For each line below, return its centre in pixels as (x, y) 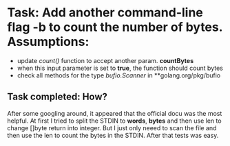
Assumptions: (48, 42)
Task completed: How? (57, 97)
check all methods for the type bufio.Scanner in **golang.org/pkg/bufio (119, 75)
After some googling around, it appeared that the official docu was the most (115, 113)
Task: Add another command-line (105, 13)
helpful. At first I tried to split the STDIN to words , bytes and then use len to (114, 121)
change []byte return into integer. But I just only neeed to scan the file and (112, 127)
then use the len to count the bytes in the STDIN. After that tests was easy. (113, 135)
